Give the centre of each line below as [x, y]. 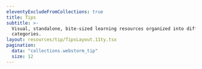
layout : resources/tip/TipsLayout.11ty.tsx [62, 40]
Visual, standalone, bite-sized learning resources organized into [98, 28]
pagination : [21, 46]
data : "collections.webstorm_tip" [55, 51]
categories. [27, 34]
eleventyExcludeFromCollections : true [55, 12]
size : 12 [23, 56]
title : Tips [21, 17]
